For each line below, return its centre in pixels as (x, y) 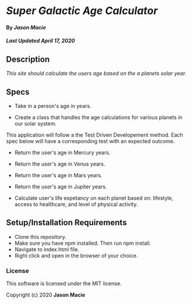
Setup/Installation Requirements (66, 223)
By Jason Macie (26, 27)
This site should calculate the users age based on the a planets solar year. (96, 73)
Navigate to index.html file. (47, 249)
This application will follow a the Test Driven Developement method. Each (95, 135)
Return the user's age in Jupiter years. (61, 187)
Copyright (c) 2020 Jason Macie (46, 295)
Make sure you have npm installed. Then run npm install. (83, 243)
